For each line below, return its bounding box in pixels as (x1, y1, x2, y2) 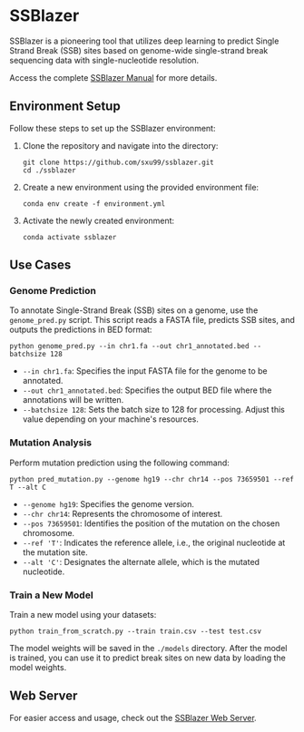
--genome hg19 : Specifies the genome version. (22, 498, 195, 509)
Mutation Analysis (9, 436, 93, 449)
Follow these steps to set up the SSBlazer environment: (9, 122, 216, 133)
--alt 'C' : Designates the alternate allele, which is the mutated (22, 556, 260, 567)
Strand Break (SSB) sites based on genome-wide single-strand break (9, 44, 269, 55)
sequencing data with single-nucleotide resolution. (9, 54, 200, 65)
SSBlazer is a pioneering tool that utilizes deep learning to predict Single (9, 35, 279, 46)
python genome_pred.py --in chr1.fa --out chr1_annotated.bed (9, 342, 250, 351)
